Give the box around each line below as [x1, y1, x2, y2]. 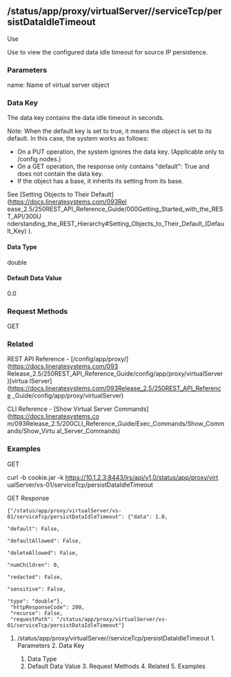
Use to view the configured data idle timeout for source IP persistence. [7, 48, 208, 56]
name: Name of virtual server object [7, 81, 110, 89]
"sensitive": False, [7, 585, 67, 592]
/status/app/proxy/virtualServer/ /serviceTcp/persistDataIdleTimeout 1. [17, 634, 216, 642]
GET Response [7, 494, 50, 502]
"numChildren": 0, [7, 561, 60, 568]
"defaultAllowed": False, [7, 537, 81, 544]
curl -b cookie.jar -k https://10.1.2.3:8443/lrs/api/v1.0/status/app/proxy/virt [7, 473, 219, 481]
